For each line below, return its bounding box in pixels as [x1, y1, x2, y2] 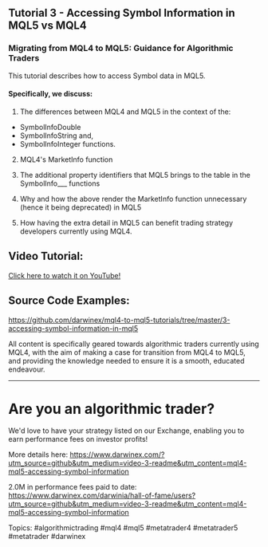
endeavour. [8, 364, 45, 374]
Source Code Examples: [8, 294, 130, 308]
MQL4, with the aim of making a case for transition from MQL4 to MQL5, [8, 347, 246, 357]
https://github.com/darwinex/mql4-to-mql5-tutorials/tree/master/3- [8, 315, 231, 325]
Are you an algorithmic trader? [8, 399, 215, 418]
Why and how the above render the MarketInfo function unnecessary [19, 194, 247, 203]
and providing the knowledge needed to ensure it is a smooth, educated [8, 356, 245, 365]
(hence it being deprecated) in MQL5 [19, 203, 142, 212]
